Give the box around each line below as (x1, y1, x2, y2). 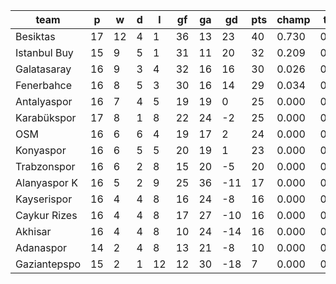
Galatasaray (15, 62, 72, 76)
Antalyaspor (15, 95, 73, 108)
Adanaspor (15, 241, 68, 254)
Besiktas (15, 30, 56, 43)
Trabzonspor (15, 160, 76, 173)
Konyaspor (15, 144, 67, 157)
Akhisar (15, 225, 52, 238)
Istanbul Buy (15, 46, 74, 59)
